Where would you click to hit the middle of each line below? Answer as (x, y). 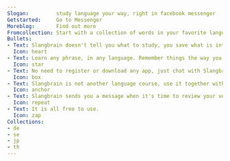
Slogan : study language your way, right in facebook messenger (111, 13)
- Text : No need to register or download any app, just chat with (104, 71)
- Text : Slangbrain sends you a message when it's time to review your (111, 97)
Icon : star (29, 64)
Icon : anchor (32, 90)
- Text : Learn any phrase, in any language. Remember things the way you (115, 58)
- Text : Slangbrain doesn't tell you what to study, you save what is (110, 45)
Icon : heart (30, 52)
